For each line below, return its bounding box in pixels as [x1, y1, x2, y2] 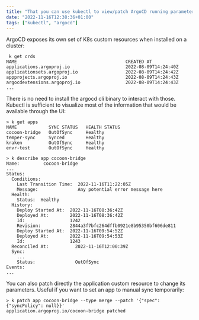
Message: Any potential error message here [17, 187, 163, 193]
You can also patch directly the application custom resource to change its [6, 280, 185, 287]
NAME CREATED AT [6, 59, 152, 65]
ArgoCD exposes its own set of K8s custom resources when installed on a [6, 36, 187, 43]
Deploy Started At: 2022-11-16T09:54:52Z [17, 228, 123, 234]
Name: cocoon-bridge [6, 161, 78, 167]
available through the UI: [6, 108, 66, 115]
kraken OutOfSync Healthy [6, 140, 105, 146]
